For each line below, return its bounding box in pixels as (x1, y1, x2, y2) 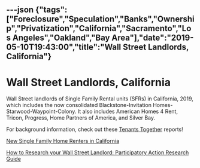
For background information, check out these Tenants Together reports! (6, 126, 184, 133)
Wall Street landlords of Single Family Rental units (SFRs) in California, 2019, (6, 95, 193, 102)
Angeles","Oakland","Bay (12, 33, 110, 43)
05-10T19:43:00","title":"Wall (6, 42, 122, 53)
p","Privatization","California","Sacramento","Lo (6, 23, 192, 33)
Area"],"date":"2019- (111, 33, 194, 43)
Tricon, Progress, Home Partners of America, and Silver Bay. (6, 114, 156, 121)
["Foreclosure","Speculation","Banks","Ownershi (6, 14, 195, 25)
